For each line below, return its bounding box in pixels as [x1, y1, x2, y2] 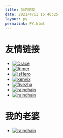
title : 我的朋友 [5, 7, 35, 12]
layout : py [5, 16, 28, 21]
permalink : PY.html [5, 21, 45, 26]
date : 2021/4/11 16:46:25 [5, 12, 58, 17]
